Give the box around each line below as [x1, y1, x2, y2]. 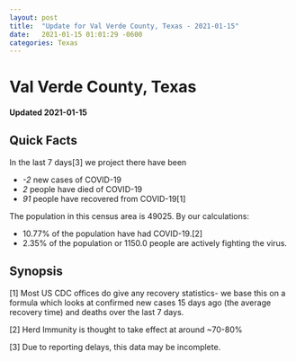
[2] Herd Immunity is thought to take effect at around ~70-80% [9, 324, 243, 335]
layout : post [9, 13, 58, 22]
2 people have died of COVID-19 [22, 183, 143, 194]
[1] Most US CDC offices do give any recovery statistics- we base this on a [9, 287, 286, 298]
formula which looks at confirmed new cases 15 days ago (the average [9, 297, 272, 308]
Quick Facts [9, 133, 78, 148]
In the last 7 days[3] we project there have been [9, 156, 187, 167]
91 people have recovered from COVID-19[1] [22, 193, 186, 204]
